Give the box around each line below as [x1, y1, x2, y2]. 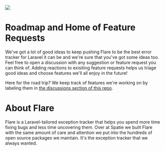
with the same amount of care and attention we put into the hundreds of [5, 130, 153, 136]
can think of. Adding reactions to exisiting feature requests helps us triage [5, 65, 157, 71]
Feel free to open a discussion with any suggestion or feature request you [5, 59, 157, 65]
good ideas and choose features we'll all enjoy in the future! [5, 70, 128, 76]
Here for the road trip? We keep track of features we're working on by [5, 80, 148, 86]
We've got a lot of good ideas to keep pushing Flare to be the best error [5, 49, 152, 55]
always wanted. [5, 140, 37, 146]
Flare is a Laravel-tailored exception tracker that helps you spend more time [5, 119, 161, 125]
